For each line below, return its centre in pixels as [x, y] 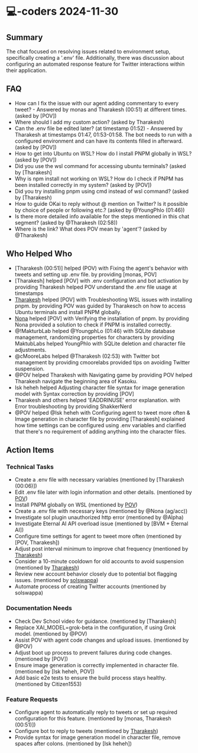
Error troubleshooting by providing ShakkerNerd [73, 406]
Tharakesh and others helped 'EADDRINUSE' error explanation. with [97, 400]
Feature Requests [32, 699]
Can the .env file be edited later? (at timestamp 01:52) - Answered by [99, 128]
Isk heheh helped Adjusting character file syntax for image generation [100, 387]
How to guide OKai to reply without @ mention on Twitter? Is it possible [101, 203]
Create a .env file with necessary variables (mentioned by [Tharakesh [99, 480]
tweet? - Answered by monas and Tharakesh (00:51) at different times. [101, 109]
